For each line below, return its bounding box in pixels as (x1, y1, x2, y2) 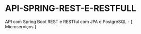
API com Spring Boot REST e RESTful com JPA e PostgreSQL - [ (5, 19, 133, 24)
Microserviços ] (5, 23, 36, 29)
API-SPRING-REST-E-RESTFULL (5, 3, 137, 14)
